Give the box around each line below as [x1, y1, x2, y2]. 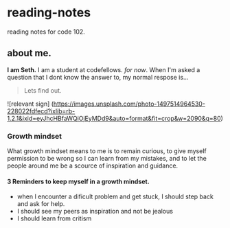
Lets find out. [23, 86, 62, 94]
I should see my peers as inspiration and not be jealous [16, 207, 174, 216]
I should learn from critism [16, 214, 92, 223]
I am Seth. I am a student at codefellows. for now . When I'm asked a [7, 65, 200, 73]
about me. [7, 47, 51, 59]
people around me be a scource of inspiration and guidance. [7, 161, 179, 170]
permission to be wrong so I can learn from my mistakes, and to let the [7, 155, 207, 163]
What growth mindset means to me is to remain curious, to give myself [7, 147, 207, 155]
